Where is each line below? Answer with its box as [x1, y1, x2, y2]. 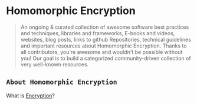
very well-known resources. [20, 60, 89, 68]
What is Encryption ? [6, 92, 55, 99]
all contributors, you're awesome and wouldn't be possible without [20, 48, 183, 55]
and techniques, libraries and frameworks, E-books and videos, [20, 29, 175, 36]
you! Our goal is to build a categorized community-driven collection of [20, 55, 191, 62]
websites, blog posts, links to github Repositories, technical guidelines [20, 36, 192, 43]
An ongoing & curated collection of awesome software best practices [20, 23, 189, 31]
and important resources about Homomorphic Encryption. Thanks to [20, 42, 187, 49]
